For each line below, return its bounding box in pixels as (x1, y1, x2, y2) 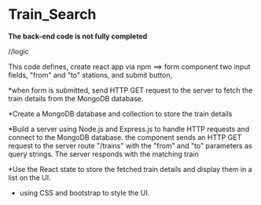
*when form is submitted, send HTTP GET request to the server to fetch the (8, 85, 253, 95)
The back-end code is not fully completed (8, 31, 148, 41)
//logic (8, 46, 29, 56)
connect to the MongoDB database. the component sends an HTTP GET (8, 132, 242, 142)
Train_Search (8, 5, 97, 24)
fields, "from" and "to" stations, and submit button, (8, 70, 173, 79)
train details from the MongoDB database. (8, 93, 144, 103)
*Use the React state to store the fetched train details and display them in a (8, 164, 253, 174)
